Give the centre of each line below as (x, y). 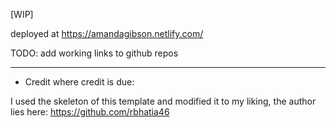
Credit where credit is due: (79, 82)
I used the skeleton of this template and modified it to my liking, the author (163, 101)
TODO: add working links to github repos (94, 53)
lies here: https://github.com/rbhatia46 (90, 112)
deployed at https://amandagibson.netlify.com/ (107, 33)
